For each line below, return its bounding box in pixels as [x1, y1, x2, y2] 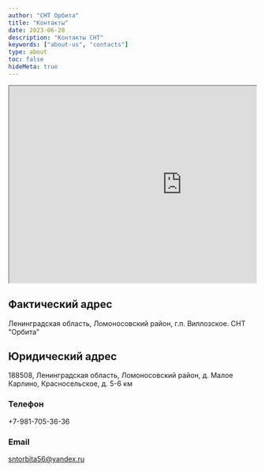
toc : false [8, 56, 44, 64]
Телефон [8, 399, 44, 410]
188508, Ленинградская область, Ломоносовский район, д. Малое [8, 371, 233, 380]
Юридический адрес [8, 350, 118, 363]
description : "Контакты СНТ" [8, 33, 104, 42]
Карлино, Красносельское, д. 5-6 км [8, 379, 132, 388]
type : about [8, 48, 47, 56]
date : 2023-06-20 [8, 26, 65, 34]
